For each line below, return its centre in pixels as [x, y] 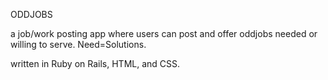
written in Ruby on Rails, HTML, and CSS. [95, 63]
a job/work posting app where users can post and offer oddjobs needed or [164, 33]
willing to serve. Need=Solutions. [78, 44]
